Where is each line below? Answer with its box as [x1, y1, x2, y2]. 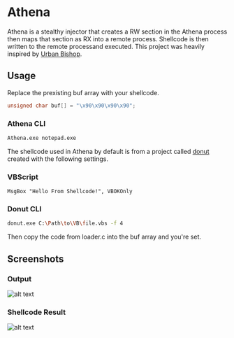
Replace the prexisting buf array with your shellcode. [7, 88, 159, 97]
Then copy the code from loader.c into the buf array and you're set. [7, 232, 201, 241]
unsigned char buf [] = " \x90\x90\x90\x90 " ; [7, 102, 136, 109]
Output [7, 274, 32, 283]
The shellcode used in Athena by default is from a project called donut [7, 147, 210, 155]
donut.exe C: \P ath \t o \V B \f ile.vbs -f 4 [7, 220, 124, 227]
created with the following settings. [7, 155, 109, 163]
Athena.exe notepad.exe [7, 134, 77, 141]
